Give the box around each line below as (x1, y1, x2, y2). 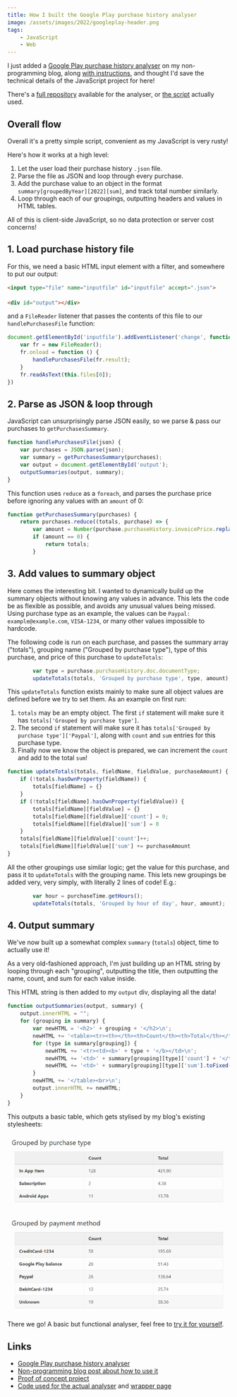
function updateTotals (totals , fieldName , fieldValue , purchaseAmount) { (7, 768, 229, 775)
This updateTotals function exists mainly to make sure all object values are (7, 687, 224, 696)
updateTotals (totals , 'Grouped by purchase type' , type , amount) (32, 674, 229, 682)
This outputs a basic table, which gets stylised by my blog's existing (7, 1112, 206, 1121)
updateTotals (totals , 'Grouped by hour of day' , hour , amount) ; (32, 900, 226, 907)
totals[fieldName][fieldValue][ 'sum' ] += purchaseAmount (20, 843, 191, 850)
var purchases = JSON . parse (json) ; (20, 446, 125, 453)
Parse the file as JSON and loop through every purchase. (17, 172, 183, 180)
